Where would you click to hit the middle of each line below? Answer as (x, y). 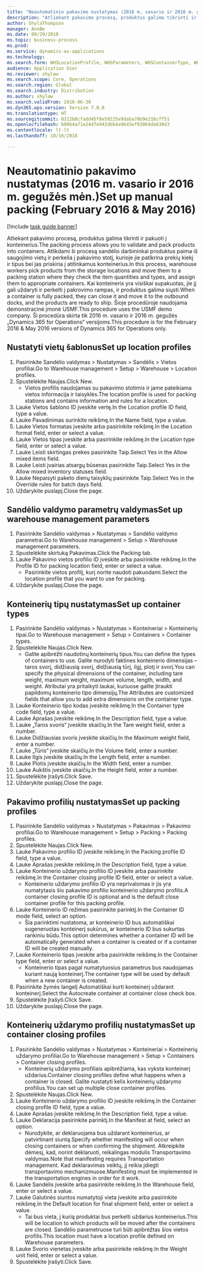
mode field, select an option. (51, 916)
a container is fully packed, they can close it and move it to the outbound (98, 296)
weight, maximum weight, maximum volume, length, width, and (103, 680)
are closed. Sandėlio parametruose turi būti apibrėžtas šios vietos (107, 1229)
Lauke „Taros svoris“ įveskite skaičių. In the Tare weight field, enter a (100, 725)
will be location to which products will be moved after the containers (110, 1223)
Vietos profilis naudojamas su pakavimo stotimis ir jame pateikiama (108, 388)
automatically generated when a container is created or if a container (111, 942)
